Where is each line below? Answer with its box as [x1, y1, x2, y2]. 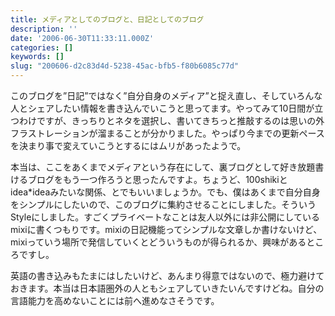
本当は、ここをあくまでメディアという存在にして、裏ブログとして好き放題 [10, 161, 316, 173]
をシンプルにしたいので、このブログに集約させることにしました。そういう [10, 199, 317, 210]
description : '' [10, 24, 78, 34]
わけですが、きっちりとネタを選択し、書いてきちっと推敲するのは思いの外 [18, 115, 325, 126]
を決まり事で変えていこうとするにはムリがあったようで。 [10, 140, 247, 151]
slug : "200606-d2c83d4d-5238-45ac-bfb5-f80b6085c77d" [10, 61, 240, 71]
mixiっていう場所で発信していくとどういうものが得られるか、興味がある [10, 236, 307, 248]
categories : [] [10, 42, 74, 53]
